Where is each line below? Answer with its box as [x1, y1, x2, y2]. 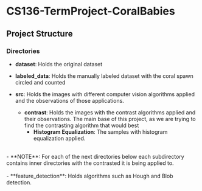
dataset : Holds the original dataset [15, 60, 103, 68]
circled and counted [15, 78, 66, 86]
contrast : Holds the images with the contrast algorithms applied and [24, 108, 196, 116]
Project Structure [6, 29, 73, 39]
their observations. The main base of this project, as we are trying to [24, 115, 196, 122]
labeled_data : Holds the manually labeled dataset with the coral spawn [15, 72, 193, 80]
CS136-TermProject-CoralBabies [6, 4, 175, 18]
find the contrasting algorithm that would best [24, 122, 139, 129]
